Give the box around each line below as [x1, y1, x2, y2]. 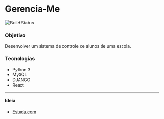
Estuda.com [12, 109, 37, 115]
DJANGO [12, 77, 31, 83]
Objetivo [5, 32, 26, 39]
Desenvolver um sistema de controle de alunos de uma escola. [5, 43, 131, 49]
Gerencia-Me [5, 3, 60, 15]
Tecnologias [5, 55, 35, 62]
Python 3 [12, 66, 31, 72]
